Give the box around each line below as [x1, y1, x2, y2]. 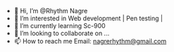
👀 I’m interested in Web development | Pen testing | [13, 14, 163, 22]
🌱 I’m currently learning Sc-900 [13, 22, 106, 30]
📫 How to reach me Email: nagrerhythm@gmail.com [13, 37, 167, 45]
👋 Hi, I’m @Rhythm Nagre [13, 7, 88, 15]
